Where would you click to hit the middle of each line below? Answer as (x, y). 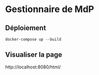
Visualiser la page (34, 55)
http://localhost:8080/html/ (33, 67)
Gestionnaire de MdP (49, 9)
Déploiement (26, 28)
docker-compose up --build (33, 39)
